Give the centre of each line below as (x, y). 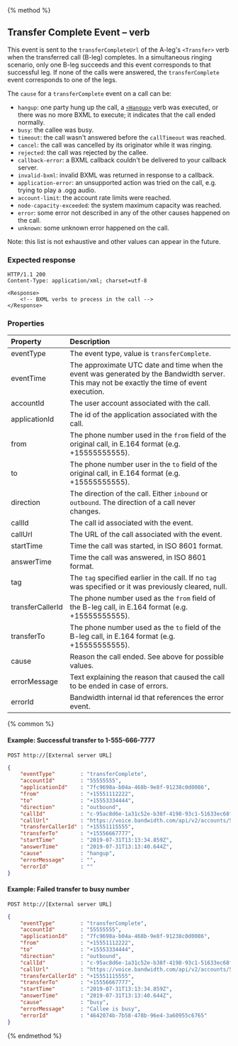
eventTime (28, 379)
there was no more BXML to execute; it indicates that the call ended (117, 115)
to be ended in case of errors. (119, 686)
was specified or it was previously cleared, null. (148, 586)
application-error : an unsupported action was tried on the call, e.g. (117, 182)
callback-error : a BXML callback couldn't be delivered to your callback (122, 160)
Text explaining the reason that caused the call (147, 677)
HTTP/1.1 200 (27, 275)
